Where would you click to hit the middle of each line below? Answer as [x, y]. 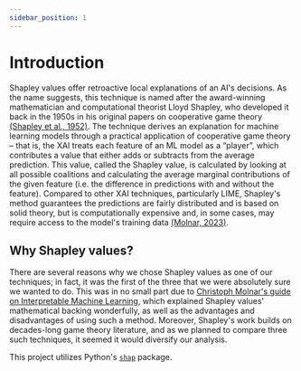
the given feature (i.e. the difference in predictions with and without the [142, 184]
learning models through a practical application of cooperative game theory [150, 136]
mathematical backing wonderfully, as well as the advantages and [132, 311]
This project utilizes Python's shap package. [91, 357]
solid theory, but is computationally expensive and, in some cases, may [142, 213]
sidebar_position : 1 [48, 18]
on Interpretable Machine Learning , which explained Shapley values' [137, 301]
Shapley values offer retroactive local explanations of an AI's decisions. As [148, 88]
